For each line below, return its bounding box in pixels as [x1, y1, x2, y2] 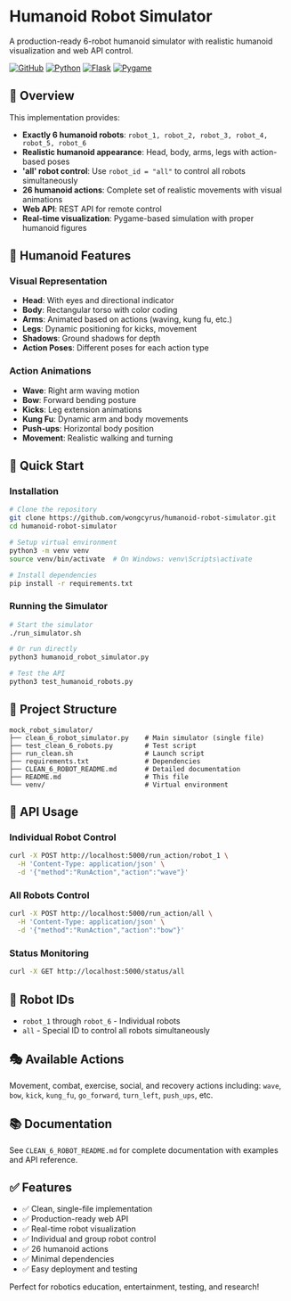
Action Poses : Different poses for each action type [21, 342, 209, 353]
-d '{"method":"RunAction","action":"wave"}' [17, 868, 190, 877]
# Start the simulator [9, 620, 93, 630]
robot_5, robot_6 [21, 138, 87, 148]
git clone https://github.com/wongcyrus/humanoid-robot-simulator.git [9, 514, 277, 523]
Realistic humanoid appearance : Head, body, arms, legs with [21, 146, 249, 157]
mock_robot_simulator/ [9, 725, 93, 735]
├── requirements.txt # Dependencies [9, 756, 201, 766]
